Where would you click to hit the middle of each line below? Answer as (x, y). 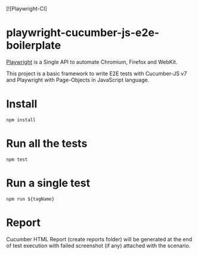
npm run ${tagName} (30, 199)
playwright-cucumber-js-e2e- (83, 33)
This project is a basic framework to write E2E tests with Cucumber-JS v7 (97, 73)
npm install (21, 120)
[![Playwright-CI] (27, 9)
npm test (17, 159)
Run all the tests (47, 144)
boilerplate (34, 46)
